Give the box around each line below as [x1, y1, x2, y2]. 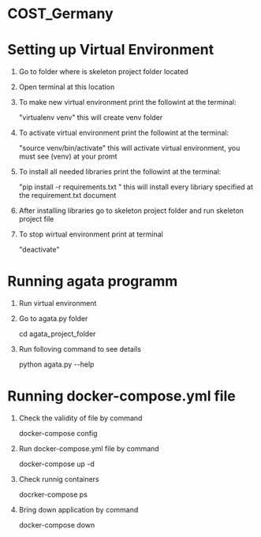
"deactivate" [18, 245, 60, 255]
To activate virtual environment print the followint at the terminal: [18, 128, 229, 138]
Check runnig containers [18, 475, 99, 483]
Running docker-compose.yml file [7, 387, 236, 405]
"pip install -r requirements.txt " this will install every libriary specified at [18, 182, 254, 192]
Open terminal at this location [18, 82, 115, 91]
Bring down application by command [18, 505, 139, 514]
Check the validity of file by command [18, 413, 143, 423]
